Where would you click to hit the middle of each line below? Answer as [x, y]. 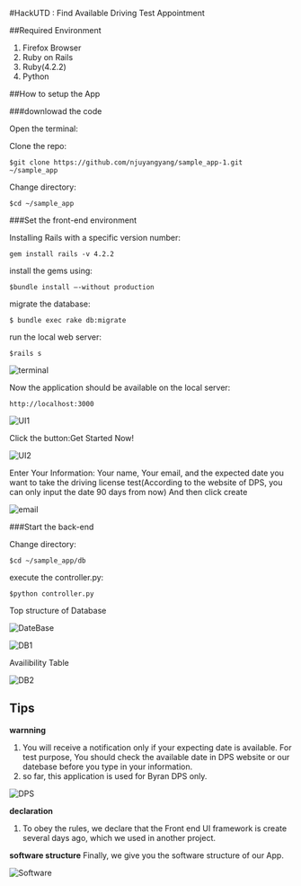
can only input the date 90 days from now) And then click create [128, 492]
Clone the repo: [38, 146]
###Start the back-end [52, 527]
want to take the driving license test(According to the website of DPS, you [146, 483]
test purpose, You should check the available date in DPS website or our [156, 757]
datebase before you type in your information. [107, 766]
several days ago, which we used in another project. [119, 837]
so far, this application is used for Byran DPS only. [115, 775]
